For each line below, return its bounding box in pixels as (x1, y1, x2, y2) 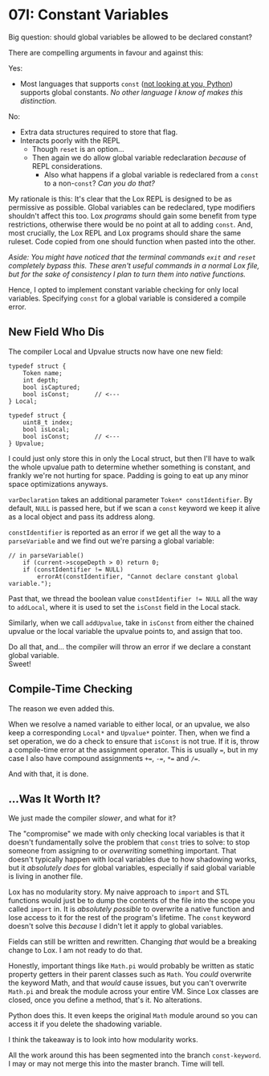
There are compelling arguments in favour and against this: (8, 47, 204, 57)
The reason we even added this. (8, 703, 115, 713)
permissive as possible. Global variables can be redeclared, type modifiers (8, 203, 255, 212)
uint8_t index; (22, 418, 74, 427)
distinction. (19, 96, 58, 105)
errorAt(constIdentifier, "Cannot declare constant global (37, 572, 239, 580)
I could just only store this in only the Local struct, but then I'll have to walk (8, 453, 255, 463)
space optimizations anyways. (8, 479, 108, 489)
